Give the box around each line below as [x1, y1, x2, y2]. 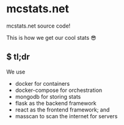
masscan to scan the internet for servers [15, 112, 118, 119]
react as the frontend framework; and [15, 106, 110, 113]
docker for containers [15, 80, 70, 87]
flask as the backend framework [15, 99, 97, 107]
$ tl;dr [6, 51, 31, 63]
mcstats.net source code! [6, 22, 71, 29]
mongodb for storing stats [15, 93, 81, 100]
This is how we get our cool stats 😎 [6, 34, 97, 41]
